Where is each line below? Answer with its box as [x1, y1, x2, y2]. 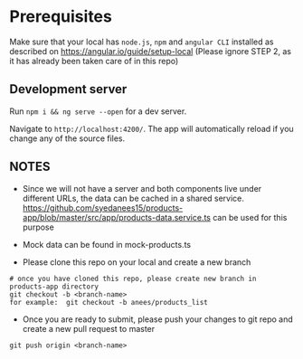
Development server [9, 81, 128, 97]
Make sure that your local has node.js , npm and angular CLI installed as [9, 36, 274, 47]
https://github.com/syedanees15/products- [22, 202, 184, 213]
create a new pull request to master [22, 323, 156, 334]
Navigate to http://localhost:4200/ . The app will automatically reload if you [9, 123, 294, 134]
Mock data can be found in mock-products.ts [22, 239, 192, 250]
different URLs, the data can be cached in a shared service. [22, 193, 244, 203]
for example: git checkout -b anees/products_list [9, 298, 208, 307]
